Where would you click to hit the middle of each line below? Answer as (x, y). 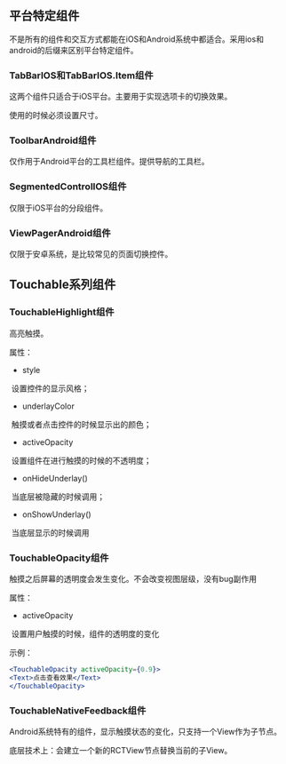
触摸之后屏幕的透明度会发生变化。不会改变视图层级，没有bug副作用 (133, 578)
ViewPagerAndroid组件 (60, 233)
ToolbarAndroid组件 (53, 140)
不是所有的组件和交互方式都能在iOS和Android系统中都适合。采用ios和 (137, 39)
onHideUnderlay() (55, 478)
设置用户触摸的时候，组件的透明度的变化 (85, 633)
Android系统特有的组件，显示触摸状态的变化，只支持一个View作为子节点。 (146, 731)
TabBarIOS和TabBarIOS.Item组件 (81, 76)
